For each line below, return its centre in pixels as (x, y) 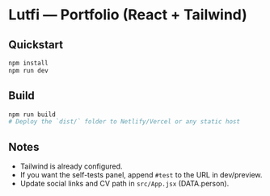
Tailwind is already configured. (71, 166)
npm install (28, 63)
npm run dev (28, 70)
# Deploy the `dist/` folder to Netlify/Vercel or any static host (124, 122)
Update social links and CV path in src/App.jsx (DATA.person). (124, 184)
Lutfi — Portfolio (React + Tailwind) (128, 15)
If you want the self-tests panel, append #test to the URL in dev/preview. (141, 175)
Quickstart (36, 45)
